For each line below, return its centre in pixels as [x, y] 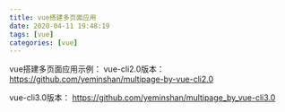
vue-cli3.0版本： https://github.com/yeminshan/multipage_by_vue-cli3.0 [142, 98]
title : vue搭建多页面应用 [53, 17]
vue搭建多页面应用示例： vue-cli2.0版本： [87, 69]
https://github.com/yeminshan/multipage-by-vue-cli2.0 [111, 79]
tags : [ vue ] [31, 34]
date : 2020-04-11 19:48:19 [60, 26]
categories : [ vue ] [43, 43]
